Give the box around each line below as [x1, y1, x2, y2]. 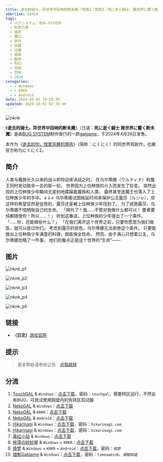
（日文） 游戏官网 [12, 332, 47, 338]
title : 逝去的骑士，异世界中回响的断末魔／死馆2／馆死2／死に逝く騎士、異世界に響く [5, 7, 155, 12]
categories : [5, 79, 30, 84]
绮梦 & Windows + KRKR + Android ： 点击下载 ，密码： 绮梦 [12, 446, 121, 451]
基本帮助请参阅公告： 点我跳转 [17, 362, 77, 368]
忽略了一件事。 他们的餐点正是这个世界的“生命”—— [18, 237, 121, 243]
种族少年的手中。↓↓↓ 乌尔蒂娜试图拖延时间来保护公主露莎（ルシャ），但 [9, 195, 155, 200]
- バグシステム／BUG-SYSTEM [10, 20, 61, 26]
